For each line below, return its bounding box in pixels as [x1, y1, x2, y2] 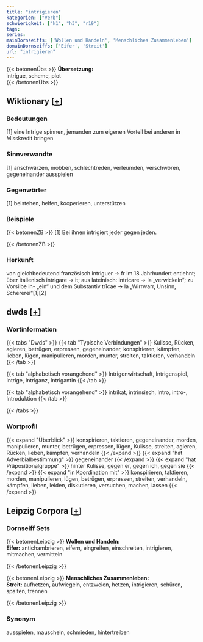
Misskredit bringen [6, 135, 54, 142]
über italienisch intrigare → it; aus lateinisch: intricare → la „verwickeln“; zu [6, 276, 194, 283]
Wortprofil [6, 422, 38, 431]
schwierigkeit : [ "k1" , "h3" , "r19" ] [6, 20, 99, 26]
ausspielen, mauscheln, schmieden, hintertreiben [6, 629, 130, 636]
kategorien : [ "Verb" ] [6, 15, 62, 21]
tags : [6, 26, 20, 32]
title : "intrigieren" [6, 9, 62, 15]
